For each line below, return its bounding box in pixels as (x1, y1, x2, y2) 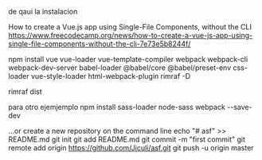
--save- (226, 103, 252, 111)
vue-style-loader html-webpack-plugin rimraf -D (30, 72, 191, 80)
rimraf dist (8, 87, 42, 96)
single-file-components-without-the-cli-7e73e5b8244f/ (8, 39, 191, 49)
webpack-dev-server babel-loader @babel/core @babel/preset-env (8, 63, 232, 72)
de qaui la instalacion (8, 7, 78, 16)
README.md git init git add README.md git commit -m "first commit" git (8, 135, 245, 144)
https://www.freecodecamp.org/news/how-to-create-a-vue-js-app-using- (8, 31, 253, 40)
